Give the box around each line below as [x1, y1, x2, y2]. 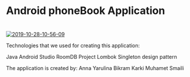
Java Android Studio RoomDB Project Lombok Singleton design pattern [6, 54, 177, 61]
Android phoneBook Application [6, 4, 165, 17]
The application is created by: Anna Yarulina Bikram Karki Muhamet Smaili [6, 65, 184, 72]
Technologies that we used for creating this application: [6, 42, 140, 49]
